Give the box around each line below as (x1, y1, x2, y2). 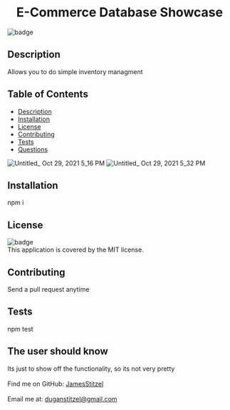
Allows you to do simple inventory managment (7, 67, 144, 76)
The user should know (7, 345, 108, 357)
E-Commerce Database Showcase (16, 4, 223, 21)
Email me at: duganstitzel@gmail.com (7, 394, 117, 403)
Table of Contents (7, 88, 89, 101)
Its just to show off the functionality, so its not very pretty (7, 364, 175, 373)
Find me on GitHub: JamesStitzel (7, 379, 104, 388)
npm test (7, 324, 33, 333)
